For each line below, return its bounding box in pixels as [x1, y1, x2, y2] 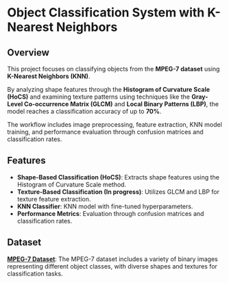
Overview [7, 47, 50, 58]
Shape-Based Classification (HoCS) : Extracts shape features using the [16, 173, 219, 181]
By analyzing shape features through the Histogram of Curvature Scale [7, 86, 210, 93]
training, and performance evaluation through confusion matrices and [7, 128, 204, 136]
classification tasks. [7, 269, 63, 278]
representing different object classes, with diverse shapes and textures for [7, 262, 218, 270]
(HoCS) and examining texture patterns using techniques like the [7, 93, 191, 101]
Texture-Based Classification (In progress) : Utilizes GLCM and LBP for [16, 187, 219, 196]
